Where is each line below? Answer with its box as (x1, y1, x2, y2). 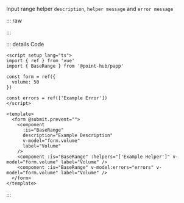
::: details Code (6, 41, 44, 48)
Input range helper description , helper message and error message (6, 5, 174, 12)
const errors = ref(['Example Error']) (6, 95, 108, 101)
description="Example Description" (22, 132, 113, 138)
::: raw (6, 17, 23, 24)
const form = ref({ (6, 74, 56, 80)
